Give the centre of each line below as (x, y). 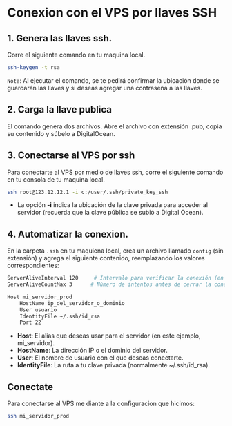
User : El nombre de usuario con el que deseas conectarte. (100, 358)
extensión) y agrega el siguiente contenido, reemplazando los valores (106, 258)
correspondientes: (33, 265)
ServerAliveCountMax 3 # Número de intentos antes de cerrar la (109, 284)
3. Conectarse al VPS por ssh (71, 156)
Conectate (30, 387)
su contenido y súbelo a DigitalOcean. (61, 133)
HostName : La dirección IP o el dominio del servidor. (92, 351)
